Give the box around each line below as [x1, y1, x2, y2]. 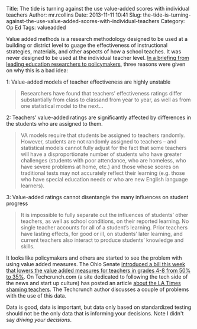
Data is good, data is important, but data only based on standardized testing [6, 304, 192, 311]
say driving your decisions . [6, 317, 72, 323]
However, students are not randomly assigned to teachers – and [20, 138, 177, 145]
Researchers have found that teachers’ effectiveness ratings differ [20, 90, 182, 97]
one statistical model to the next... [20, 103, 104, 109]
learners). [20, 182, 45, 189]
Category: [160, 18, 185, 24]
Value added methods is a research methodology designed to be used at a [6, 36, 188, 42]
